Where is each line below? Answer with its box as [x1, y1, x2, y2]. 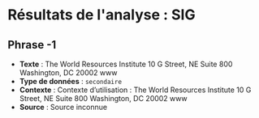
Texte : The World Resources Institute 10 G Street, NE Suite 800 [19, 59, 233, 69]
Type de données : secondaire [19, 77, 123, 86]
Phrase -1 [7, 38, 57, 52]
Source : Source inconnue [19, 103, 107, 112]
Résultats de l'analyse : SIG [7, 6, 196, 24]
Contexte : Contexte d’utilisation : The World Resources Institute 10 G [19, 85, 252, 95]
